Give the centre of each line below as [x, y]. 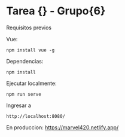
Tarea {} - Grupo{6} [56, 11]
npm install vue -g [31, 50]
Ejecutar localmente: [31, 83]
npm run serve [24, 94]
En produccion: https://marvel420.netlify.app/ [62, 127]
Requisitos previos [29, 28]
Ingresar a [19, 105]
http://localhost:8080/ [36, 116]
